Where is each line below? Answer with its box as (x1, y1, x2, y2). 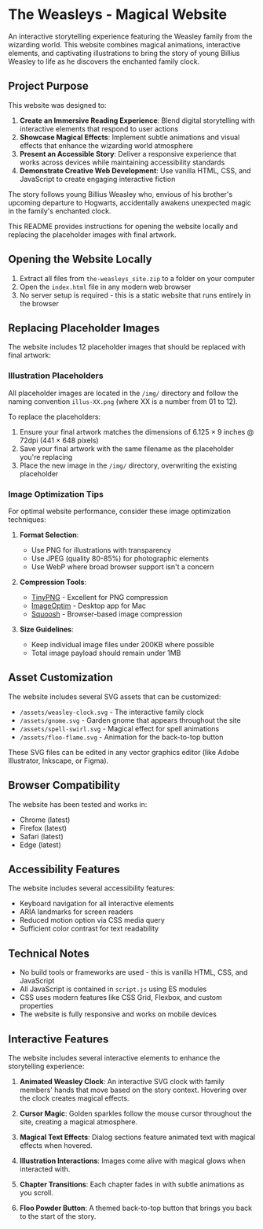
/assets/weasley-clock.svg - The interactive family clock (19, 707, 204, 716)
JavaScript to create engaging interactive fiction (19, 174, 176, 183)
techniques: (8, 514, 46, 524)
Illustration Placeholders (8, 370, 104, 381)
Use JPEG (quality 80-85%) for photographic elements (31, 553, 210, 563)
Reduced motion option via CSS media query (19, 916, 165, 925)
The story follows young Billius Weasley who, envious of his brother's (8, 189, 233, 198)
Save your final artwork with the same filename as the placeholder (19, 443, 234, 453)
